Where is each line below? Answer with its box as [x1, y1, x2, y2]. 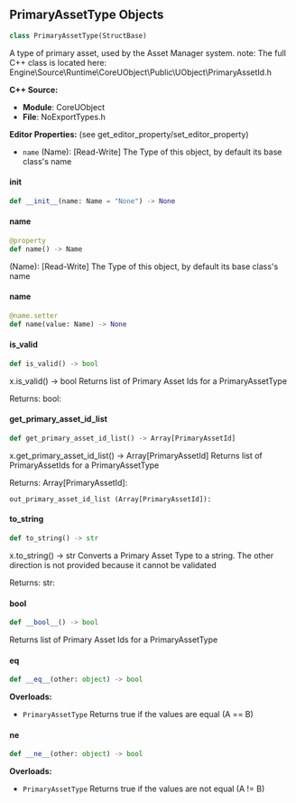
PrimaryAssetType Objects [9, 7, 164, 23]
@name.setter [9, 311, 59, 320]
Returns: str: [9, 577, 56, 588]
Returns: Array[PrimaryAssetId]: [9, 477, 128, 488]
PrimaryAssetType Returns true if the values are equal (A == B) [22, 709, 254, 720]
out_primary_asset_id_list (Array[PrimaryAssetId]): [9, 494, 212, 504]
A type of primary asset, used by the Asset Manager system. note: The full [9, 47, 287, 58]
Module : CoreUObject [22, 101, 106, 112]
